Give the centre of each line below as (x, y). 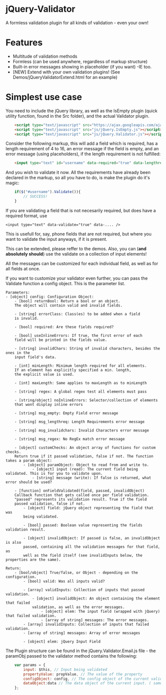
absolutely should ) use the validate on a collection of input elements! (76, 254)
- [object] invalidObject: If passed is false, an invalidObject (92, 538)
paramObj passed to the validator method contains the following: (71, 656)
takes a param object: (29, 461)
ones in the (18, 353)
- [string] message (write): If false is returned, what (92, 478)
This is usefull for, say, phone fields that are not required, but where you (79, 234)
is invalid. (27, 318)
